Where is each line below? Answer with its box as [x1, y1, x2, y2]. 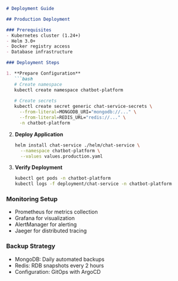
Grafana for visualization [14, 215, 75, 222]
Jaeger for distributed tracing [14, 227, 87, 234]
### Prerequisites [6, 27, 52, 33]
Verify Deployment [14, 164, 63, 171]
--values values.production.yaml [20, 153, 103, 159]
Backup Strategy [6, 242, 56, 250]
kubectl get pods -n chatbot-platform [14, 175, 111, 181]
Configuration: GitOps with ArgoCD [14, 268, 101, 275]
